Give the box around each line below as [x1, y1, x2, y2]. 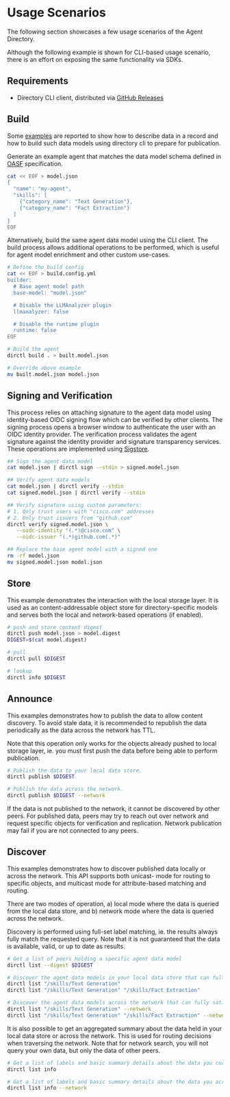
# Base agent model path [13, 283, 84, 290]
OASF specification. [7, 159, 63, 167]
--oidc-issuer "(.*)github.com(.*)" [16, 534, 121, 541]
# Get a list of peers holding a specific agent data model [7, 955, 183, 962]
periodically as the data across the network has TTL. [7, 726, 155, 734]
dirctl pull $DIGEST [7, 655, 66, 663]
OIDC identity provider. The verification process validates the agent [7, 430, 197, 438]
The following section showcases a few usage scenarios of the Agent [7, 27, 203, 36]
